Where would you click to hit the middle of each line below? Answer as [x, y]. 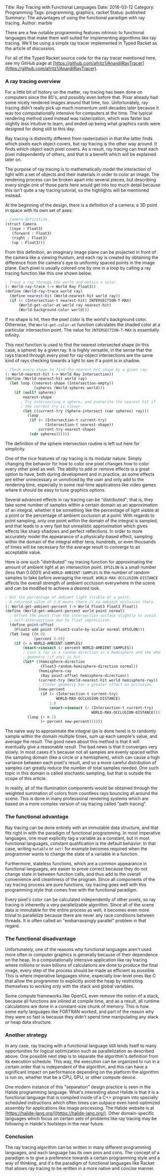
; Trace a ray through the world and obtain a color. [62, 282]
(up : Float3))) [28, 242]
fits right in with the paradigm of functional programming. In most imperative [83, 833]
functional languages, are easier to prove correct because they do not [76, 869]
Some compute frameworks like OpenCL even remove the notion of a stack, [82, 996]
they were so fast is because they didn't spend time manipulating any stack [82, 1017]
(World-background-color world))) [54, 310]
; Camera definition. [27, 220]
